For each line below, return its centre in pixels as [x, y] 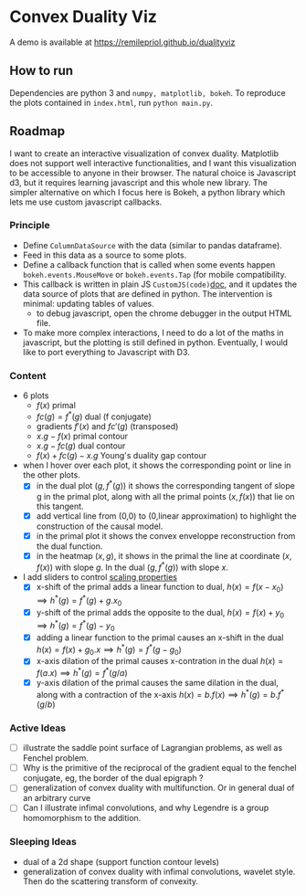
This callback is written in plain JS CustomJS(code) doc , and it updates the [160, 284]
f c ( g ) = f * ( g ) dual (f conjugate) [94, 416]
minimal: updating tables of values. [89, 303]
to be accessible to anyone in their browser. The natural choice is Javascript [153, 173]
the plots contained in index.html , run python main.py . [111, 102]
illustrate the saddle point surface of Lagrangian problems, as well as [153, 748]
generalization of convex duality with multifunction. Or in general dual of [158, 788]
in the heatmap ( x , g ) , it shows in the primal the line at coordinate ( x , [164, 555]
